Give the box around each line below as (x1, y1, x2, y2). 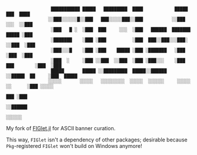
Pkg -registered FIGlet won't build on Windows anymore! (6, 143, 142, 149)
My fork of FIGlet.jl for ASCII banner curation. (6, 125, 116, 131)
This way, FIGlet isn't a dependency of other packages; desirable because (6, 136, 188, 143)
